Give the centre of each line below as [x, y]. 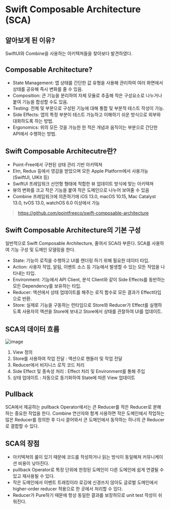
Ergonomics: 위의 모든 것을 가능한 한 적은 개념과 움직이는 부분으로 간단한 [85, 127]
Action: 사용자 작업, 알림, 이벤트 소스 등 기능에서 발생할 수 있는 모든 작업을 [86, 267]
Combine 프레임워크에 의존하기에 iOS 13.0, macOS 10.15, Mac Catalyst [84, 196]
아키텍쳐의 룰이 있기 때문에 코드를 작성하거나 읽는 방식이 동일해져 [77, 457]
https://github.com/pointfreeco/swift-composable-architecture [83, 213]
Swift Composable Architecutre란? [61, 151]
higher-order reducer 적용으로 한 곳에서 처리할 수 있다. [68, 489]
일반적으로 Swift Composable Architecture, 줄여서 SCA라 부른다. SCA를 [78, 244]
